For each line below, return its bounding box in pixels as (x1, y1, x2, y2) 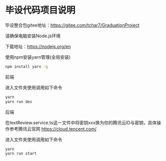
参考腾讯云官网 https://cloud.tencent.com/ (9, 126, 96, 132)
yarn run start (5, 151, 37, 156)
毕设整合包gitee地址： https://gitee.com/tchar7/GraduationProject (5, 22, 140, 28)
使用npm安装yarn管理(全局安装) (5, 54, 71, 60)
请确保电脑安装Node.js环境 (5, 33, 61, 39)
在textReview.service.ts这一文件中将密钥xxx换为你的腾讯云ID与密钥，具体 (5, 119, 157, 125)
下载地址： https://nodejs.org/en (5, 43, 71, 49)
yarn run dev (5, 99, 32, 104)
